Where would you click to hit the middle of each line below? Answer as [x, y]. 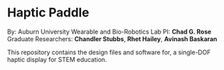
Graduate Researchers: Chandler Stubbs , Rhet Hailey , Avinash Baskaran [112, 38]
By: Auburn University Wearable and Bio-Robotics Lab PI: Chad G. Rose [110, 32]
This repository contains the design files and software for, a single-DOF [109, 52]
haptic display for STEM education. [57, 59]
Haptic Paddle [48, 13]
